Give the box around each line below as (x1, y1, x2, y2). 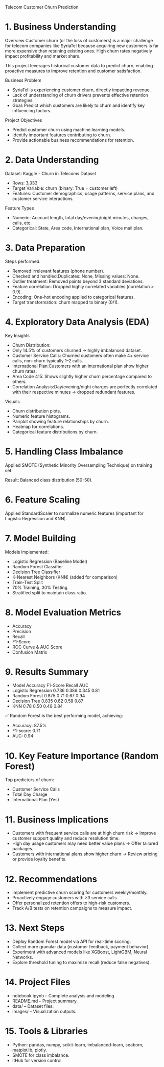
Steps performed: (5, 258, 41, 264)
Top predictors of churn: (5, 777, 54, 783)
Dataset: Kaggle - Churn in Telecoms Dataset (5, 170, 96, 176)
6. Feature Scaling (5, 494, 80, 505)
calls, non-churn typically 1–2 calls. (12, 357, 83, 363)
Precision (12, 628, 31, 634)
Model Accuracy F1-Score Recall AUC (12, 683, 89, 688)
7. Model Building (5, 533, 76, 544)
